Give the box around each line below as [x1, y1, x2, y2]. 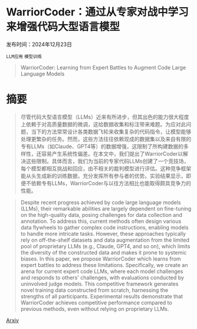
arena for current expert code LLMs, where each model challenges [20, 268, 183, 275]
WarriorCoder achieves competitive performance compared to [20, 299, 172, 306]
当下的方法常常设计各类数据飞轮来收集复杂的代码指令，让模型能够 [31, 128, 192, 135]
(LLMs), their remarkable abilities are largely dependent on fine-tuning [20, 205, 192, 212]
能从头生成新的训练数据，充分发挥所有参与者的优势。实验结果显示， [20, 172, 186, 179]
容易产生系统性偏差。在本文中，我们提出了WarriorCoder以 [41, 150, 183, 157]
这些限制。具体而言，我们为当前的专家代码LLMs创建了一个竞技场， [25, 157, 189, 164]
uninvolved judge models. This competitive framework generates [20, 280, 179, 287]
